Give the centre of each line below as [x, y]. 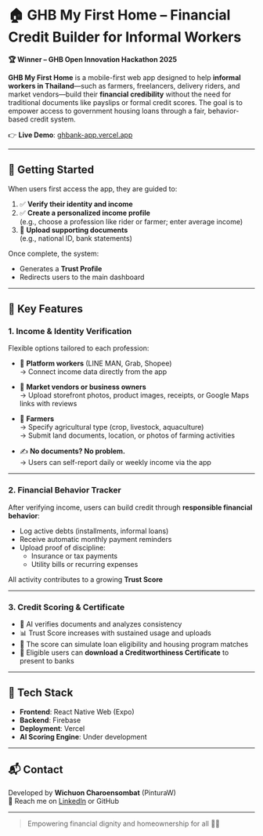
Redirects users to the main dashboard [82, 277]
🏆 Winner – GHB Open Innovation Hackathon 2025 [93, 59]
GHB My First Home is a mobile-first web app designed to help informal [124, 77]
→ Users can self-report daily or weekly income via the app [115, 463]
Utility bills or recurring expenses [85, 564]
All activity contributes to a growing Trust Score [85, 579]
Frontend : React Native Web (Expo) [77, 711]
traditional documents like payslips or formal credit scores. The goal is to [125, 102]
